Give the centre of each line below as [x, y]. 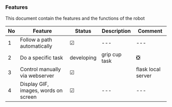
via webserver [37, 76]
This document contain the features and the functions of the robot [75, 19]
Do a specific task [42, 58]
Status [83, 31]
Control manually [41, 69]
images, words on [41, 91]
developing [83, 58]
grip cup [112, 55]
